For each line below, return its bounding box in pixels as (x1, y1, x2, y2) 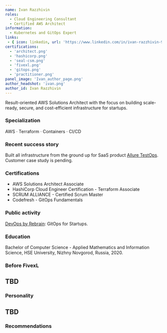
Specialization (5, 117, 41, 124)
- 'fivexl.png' (9, 63, 41, 68)
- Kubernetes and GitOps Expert (9, 30, 77, 35)
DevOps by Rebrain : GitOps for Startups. (5, 221, 88, 227)
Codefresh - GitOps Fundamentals (12, 197, 83, 203)
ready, (5, 105, 18, 111)
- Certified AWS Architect (9, 21, 66, 26)
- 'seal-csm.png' (9, 58, 46, 63)
